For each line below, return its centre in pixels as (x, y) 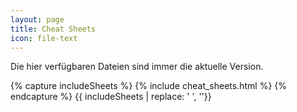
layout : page (37, 19)
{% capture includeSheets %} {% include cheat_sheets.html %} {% (149, 86)
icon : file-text (44, 38)
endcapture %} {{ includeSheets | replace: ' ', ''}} (111, 97)
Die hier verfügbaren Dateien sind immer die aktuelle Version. (137, 67)
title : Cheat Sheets (53, 29)
